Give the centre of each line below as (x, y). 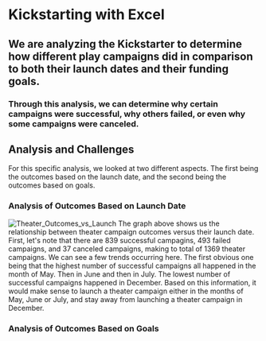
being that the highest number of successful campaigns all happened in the (132, 265)
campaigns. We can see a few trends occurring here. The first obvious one (131, 257)
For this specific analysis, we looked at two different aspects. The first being (133, 169)
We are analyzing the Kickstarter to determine (125, 44)
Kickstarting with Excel (86, 15)
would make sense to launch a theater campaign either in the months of (126, 291)
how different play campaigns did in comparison (131, 56)
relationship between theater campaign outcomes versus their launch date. (131, 231)
